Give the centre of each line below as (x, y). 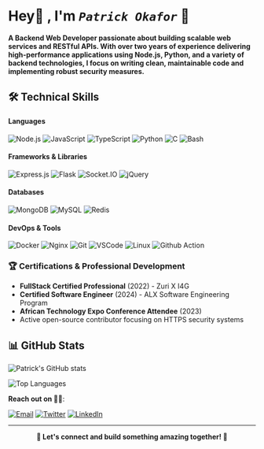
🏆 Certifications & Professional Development (97, 266)
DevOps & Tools (35, 228)
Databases (26, 192)
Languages (27, 121)
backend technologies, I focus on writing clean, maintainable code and (126, 63)
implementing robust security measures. (76, 71)
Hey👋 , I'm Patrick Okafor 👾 (99, 16)
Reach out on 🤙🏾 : (37, 399)
